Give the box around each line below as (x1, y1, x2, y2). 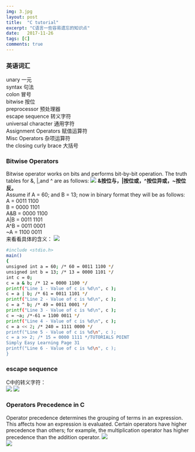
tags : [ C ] (6, 36, 30, 42)
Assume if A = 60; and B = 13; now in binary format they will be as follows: (6, 191, 186, 198)
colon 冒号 (6, 91, 32, 98)
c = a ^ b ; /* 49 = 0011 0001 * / (6, 302, 88, 308)
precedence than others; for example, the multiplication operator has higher (6, 426, 189, 434)
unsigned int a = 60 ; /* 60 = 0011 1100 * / (6, 264, 114, 270)
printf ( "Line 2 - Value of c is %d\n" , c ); (6, 297, 117, 303)
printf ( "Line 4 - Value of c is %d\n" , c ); (6, 318, 117, 324)
